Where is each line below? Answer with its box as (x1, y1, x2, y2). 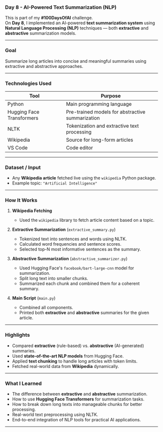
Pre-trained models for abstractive (66, 108, 146, 115)
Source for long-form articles (66, 136, 133, 143)
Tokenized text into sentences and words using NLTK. (19, 236, 127, 242)
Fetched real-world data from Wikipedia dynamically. (12, 363, 119, 369)
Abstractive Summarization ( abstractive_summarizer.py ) (12, 256, 128, 262)
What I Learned (5, 380, 42, 387)
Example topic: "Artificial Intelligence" (12, 180, 98, 186)
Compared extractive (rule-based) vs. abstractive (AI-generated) (12, 343, 145, 349)
